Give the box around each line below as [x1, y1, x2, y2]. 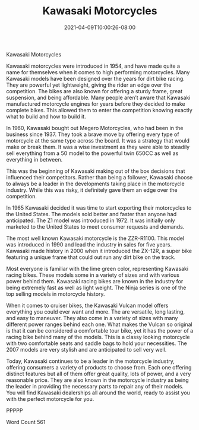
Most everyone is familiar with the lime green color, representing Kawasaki [6, 265, 189, 272]
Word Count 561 [6, 418, 46, 425]
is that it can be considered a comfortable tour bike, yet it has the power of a [6, 327, 194, 334]
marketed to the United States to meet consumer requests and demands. [6, 223, 185, 230]
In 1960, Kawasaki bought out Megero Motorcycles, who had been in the [6, 124, 184, 131]
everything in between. [6, 156, 63, 163]
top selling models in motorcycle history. [6, 290, 105, 298]
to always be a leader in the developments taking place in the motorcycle [6, 180, 185, 187]
